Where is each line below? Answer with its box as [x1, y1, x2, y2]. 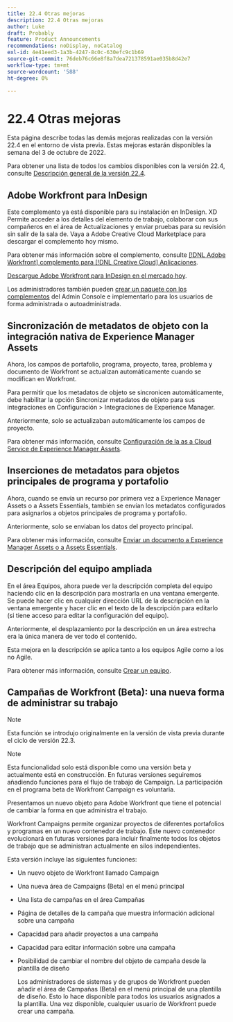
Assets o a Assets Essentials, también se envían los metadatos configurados [7, 501, 226, 510]
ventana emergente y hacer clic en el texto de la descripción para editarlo [7, 603, 218, 612]
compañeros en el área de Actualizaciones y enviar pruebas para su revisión [7, 223, 226, 231]
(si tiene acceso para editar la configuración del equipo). [7, 611, 169, 619]
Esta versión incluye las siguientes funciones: [7, 855, 137, 864]
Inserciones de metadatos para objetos [7, 464, 180, 476]
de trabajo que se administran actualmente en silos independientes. [7, 841, 201, 851]
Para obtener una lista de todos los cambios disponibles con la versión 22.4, [7, 162, 225, 170]
